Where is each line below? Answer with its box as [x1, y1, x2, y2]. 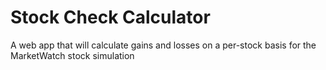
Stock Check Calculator [10, 6, 211, 29]
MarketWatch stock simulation [10, 49, 135, 61]
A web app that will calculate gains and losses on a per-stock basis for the [10, 39, 317, 51]
